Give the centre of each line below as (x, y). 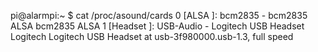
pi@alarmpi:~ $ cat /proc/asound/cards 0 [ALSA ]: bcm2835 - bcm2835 (159, 15)
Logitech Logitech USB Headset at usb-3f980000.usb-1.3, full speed (152, 36)
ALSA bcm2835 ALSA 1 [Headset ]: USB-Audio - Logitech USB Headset (157, 26)
